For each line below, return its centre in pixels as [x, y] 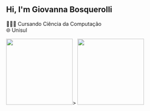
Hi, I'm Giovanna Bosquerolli [59, 10]
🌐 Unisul [17, 30]
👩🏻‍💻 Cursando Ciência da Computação [54, 23]
